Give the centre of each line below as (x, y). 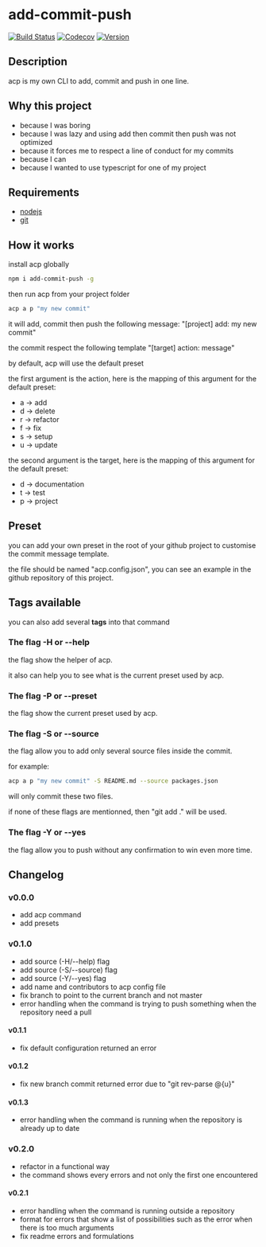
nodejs (31, 212)
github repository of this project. (61, 577)
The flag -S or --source (54, 734)
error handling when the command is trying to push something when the (138, 1003)
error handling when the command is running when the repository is (131, 1120)
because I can (43, 159)
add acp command (50, 915)
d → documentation (52, 484)
